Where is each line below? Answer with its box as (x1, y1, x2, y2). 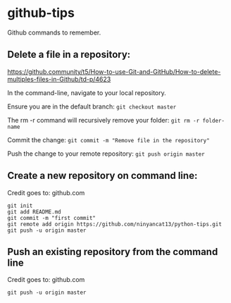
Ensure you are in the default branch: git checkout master (7, 102, 177, 111)
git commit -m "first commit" (7, 214, 96, 221)
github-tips (7, 5, 75, 21)
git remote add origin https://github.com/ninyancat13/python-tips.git (7, 221, 222, 228)
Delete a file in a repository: (7, 49, 131, 61)
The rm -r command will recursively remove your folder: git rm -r (7, 116, 200, 124)
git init (7, 202, 33, 209)
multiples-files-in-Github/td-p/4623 (7, 75, 111, 83)
